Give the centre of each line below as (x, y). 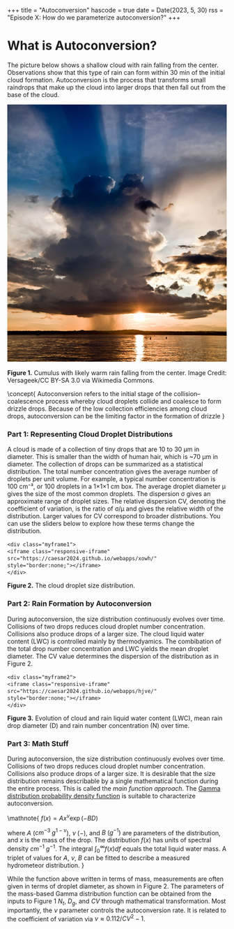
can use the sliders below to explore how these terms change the (101, 524)
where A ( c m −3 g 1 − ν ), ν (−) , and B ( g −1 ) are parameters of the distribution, (114, 832)
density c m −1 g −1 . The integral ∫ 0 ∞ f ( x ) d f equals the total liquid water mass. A (117, 849)
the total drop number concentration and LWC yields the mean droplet (108, 648)
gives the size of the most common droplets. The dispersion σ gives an (109, 494)
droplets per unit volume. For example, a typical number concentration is (111, 479)
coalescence (25, 402)
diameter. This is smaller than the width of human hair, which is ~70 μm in (112, 457)
